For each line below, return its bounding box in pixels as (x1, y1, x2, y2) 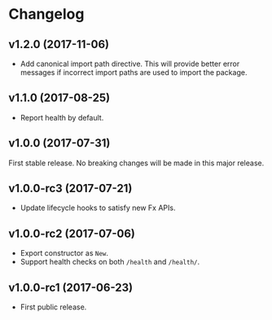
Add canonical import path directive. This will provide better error (20, 59, 240, 68)
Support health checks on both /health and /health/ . (20, 257, 200, 267)
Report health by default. (20, 112, 104, 122)
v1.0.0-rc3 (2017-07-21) (8, 182, 133, 195)
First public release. (20, 302, 87, 312)
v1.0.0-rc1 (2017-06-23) (8, 280, 133, 294)
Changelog (8, 5, 85, 24)
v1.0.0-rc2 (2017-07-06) (8, 226, 136, 240)
